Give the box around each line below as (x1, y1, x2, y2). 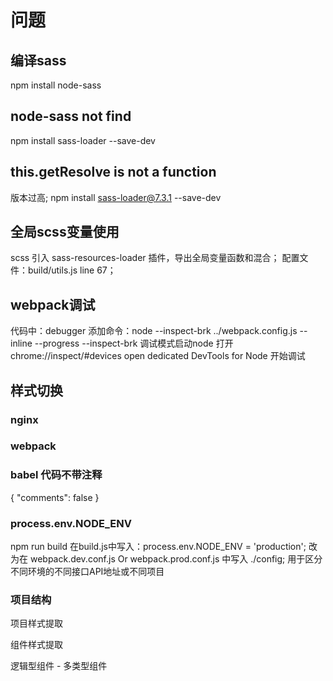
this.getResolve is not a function (10, 164, 217, 181)
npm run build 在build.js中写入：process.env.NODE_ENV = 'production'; (10, 541, 307, 553)
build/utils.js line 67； (27, 264, 117, 276)
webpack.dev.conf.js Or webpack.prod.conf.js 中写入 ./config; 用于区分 (29, 553, 323, 565)
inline (10, 337, 33, 350)
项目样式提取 (10, 617, 63, 630)
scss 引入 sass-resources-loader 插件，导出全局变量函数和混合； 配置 (10, 252, 300, 264)
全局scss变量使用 (10, 224, 120, 241)
